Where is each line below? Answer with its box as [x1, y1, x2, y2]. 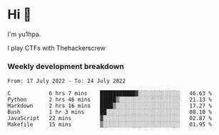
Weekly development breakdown [7, 61, 125, 71]
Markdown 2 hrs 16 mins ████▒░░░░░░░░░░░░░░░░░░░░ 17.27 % [7, 102, 213, 109]
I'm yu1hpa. [7, 30, 41, 38]
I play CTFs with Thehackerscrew [7, 43, 106, 52]
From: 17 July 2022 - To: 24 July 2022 [7, 77, 126, 85]
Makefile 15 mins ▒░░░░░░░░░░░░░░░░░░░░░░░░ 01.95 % [7, 121, 213, 129]
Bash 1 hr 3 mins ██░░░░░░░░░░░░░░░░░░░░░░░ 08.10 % [7, 109, 213, 116]
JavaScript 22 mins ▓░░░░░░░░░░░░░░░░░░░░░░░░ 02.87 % [7, 115, 213, 122]
